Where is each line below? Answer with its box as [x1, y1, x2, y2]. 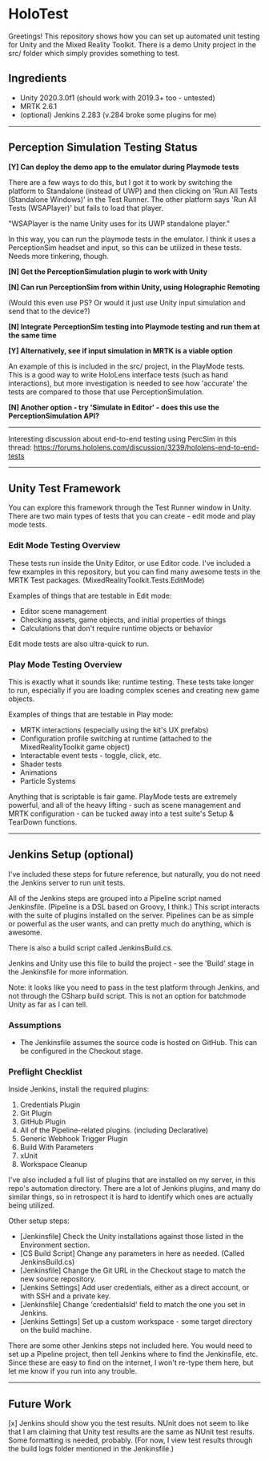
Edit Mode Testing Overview [8, 540, 121, 551]
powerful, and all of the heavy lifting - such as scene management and [8, 800, 242, 809]
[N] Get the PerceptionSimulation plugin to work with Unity [8, 266, 208, 276]
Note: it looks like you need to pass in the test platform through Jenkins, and [8, 983, 260, 992]
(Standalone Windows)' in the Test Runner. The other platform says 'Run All [8, 194, 257, 204]
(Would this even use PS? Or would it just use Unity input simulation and [8, 297, 246, 307]
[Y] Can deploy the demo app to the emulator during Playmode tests [8, 162, 239, 172]
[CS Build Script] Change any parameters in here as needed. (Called [19, 1249, 246, 1258]
